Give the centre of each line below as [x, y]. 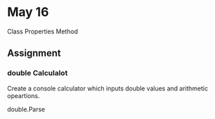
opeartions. [24, 95]
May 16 [28, 12]
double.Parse [26, 109]
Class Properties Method [43, 31]
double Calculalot [37, 73]
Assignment [34, 53]
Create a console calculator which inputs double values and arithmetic [108, 88]
